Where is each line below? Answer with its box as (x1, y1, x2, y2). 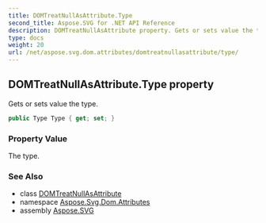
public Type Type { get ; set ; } (8, 114, 115, 122)
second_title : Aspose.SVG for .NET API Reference (8, 19, 176, 27)
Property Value (8, 133, 68, 144)
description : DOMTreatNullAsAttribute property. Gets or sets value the (8, 26, 253, 34)
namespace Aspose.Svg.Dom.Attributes (19, 198, 150, 207)
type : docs (8, 33, 44, 42)
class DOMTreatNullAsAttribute (19, 189, 122, 198)
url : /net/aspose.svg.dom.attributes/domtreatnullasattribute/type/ (8, 48, 239, 56)
